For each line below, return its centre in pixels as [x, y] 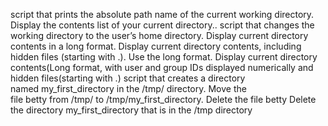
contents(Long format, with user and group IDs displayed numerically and [162, 67]
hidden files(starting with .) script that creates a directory [128, 78]
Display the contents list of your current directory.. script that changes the [162, 25]
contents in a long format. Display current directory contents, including [156, 46]
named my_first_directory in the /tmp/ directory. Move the [128, 88]
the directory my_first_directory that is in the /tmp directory [131, 110]
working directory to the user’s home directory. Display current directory [159, 35]
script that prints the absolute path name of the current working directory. [162, 14]
